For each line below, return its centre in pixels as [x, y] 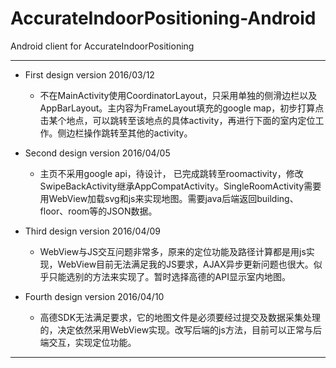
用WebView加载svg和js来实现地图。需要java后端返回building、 [169, 198]
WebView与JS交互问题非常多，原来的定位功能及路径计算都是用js [173, 251]
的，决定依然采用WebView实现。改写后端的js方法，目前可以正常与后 [180, 329]
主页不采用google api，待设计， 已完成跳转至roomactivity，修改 [171, 173]
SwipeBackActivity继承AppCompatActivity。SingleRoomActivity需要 [180, 186]
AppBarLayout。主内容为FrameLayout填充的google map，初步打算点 [182, 108]
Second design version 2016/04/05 [97, 153]
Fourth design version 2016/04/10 [94, 296]
